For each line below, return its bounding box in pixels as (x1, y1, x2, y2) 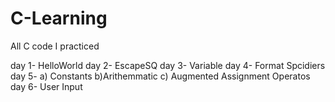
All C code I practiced (10, 40, 100, 52)
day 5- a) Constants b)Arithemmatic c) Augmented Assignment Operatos (10, 70, 311, 82)
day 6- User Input (10, 80, 83, 92)
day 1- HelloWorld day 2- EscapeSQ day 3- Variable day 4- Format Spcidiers (10, 59, 326, 71)
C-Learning (10, 7, 108, 30)
